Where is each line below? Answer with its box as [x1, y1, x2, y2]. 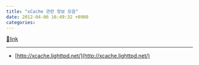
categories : [6, 19, 36, 25]
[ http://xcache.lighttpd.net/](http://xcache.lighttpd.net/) [14, 52, 150, 59]
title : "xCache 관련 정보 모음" [6, 8, 79, 15]
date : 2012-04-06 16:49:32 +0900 [6, 14, 89, 20]
